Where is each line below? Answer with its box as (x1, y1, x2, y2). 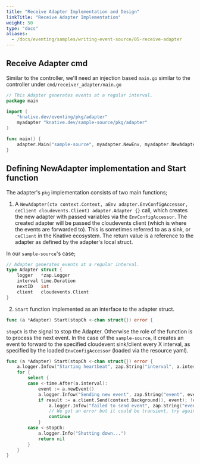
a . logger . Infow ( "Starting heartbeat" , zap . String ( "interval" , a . (17, 364, 183, 370)
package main (6, 98, 39, 104)
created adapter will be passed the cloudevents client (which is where (14, 219, 187, 227)
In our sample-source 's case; (6, 250, 76, 257)
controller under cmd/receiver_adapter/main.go (6, 81, 122, 88)
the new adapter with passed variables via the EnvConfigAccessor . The (14, 213, 187, 220)
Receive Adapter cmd (6, 58, 88, 69)
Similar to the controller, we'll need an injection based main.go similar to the (6, 74, 190, 81)
